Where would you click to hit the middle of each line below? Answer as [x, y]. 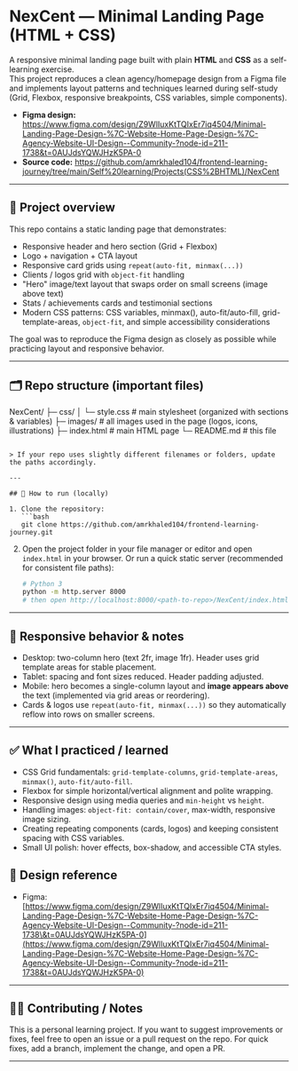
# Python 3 [42, 583]
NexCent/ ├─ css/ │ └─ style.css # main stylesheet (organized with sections [149, 411]
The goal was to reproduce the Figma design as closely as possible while [143, 338]
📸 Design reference [63, 875]
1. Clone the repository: [57, 509]
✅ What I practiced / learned [89, 751]
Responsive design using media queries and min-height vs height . [143, 800]
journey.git [31, 532]
